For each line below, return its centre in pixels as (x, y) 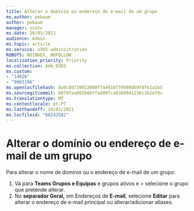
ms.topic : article (28, 44)
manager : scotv (24, 28)
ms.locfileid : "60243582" (37, 115)
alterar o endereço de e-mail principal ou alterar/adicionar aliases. (94, 202)
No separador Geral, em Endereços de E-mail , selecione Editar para (97, 196)
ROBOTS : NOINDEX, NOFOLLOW (39, 55)
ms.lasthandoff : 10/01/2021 (40, 109)
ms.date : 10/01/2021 (31, 33)
